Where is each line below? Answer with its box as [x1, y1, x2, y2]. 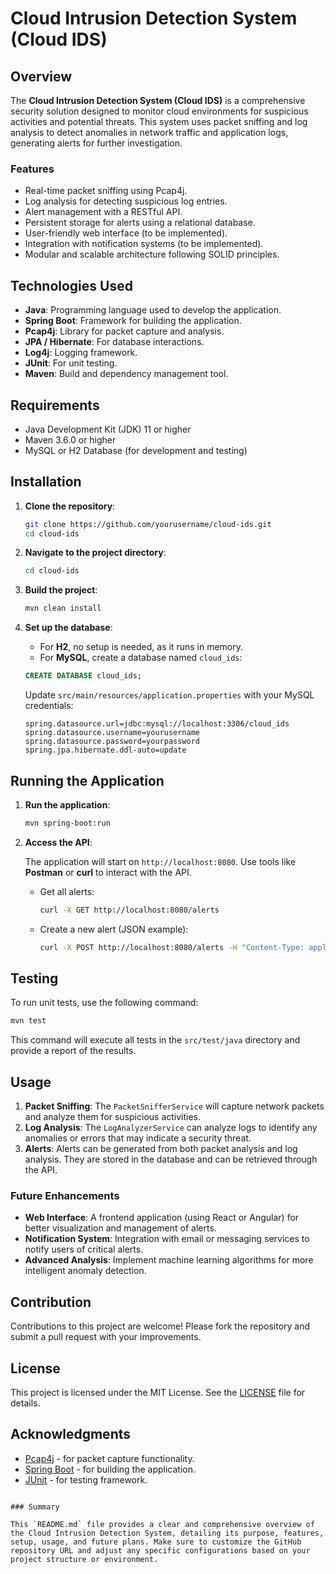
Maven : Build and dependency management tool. [24, 368, 229, 380]
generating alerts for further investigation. [10, 137, 183, 149]
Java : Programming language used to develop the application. [24, 304, 282, 316]
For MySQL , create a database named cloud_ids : [39, 652, 243, 664]
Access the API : [24, 836, 93, 848]
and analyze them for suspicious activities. [24, 1111, 202, 1123]
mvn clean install [24, 603, 102, 614]
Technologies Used [10, 277, 133, 294]
